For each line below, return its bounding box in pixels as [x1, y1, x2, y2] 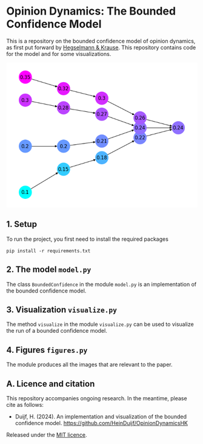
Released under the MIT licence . [6, 431, 87, 439]
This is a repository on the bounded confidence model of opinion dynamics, [6, 37, 196, 44]
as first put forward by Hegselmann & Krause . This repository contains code [6, 44, 196, 51]
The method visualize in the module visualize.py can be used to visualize [6, 321, 194, 328]
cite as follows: [6, 401, 44, 409]
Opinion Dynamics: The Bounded [6, 4, 176, 18]
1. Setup [6, 219, 38, 229]
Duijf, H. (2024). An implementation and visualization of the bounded [15, 413, 187, 420]
